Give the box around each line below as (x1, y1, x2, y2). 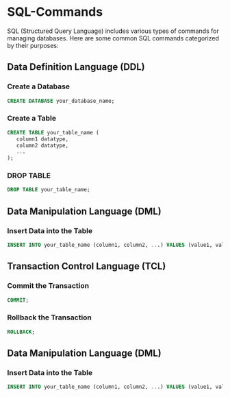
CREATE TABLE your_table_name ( (7, 129, 99, 136)
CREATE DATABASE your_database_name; (7, 97, 115, 104)
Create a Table (7, 114, 57, 123)
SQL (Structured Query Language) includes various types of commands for (7, 27, 219, 35)
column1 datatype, (16, 135, 69, 143)
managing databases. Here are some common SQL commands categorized (7, 34, 219, 42)
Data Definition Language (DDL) (7, 61, 145, 73)
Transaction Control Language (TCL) (7, 261, 166, 272)
